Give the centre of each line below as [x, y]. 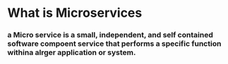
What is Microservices [75, 13]
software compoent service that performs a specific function [114, 44]
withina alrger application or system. [72, 53]
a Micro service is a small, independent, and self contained [110, 35]
